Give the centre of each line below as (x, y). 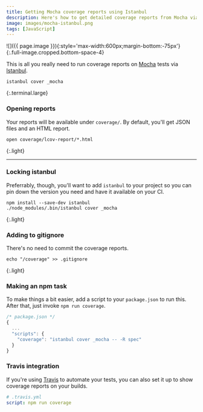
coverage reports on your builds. (47, 386)
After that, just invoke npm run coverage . (56, 306)
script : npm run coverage (39, 403)
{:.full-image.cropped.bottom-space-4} (55, 53)
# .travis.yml (24, 397)
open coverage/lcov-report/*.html (50, 139)
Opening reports (31, 108)
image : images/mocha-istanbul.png (50, 23)
